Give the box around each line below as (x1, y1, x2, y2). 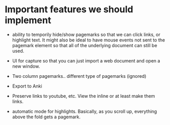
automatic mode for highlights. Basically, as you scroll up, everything (12, 108, 157, 114)
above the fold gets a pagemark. (12, 114, 81, 120)
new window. (12, 63, 40, 69)
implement (5, 14, 52, 26)
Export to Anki (12, 83, 42, 89)
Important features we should (5, 4, 133, 15)
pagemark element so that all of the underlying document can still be (12, 42, 158, 48)
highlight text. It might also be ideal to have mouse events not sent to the (12, 37, 165, 43)
